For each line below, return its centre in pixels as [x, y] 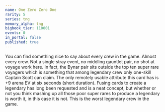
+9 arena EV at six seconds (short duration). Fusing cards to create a [76, 83]
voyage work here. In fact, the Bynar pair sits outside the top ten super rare [82, 67]
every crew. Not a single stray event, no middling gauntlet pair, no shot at [80, 61]
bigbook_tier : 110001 [28, 28]
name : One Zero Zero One [31, 10]
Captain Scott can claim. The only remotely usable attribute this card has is [82, 77]
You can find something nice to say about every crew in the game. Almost [81, 56]
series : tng [17, 19]
